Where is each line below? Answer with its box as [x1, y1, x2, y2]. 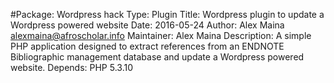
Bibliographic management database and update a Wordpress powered [10, 51, 305, 63]
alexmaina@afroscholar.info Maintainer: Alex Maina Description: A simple [10, 30, 312, 41]
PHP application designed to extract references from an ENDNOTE [10, 40, 285, 52]
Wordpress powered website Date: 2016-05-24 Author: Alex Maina [10, 19, 285, 31]
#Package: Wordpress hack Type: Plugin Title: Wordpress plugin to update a [10, 9, 325, 20]
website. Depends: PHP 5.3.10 [10, 62, 133, 73]
